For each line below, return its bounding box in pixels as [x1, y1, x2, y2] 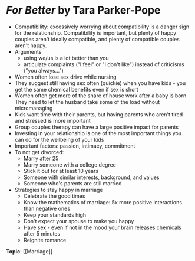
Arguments [14, 48, 42, 55]
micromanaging [14, 105, 53, 112]
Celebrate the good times [23, 193, 85, 200]
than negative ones [23, 205, 71, 212]
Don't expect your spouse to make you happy [23, 217, 134, 224]
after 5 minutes [23, 230, 61, 237]
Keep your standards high [23, 211, 87, 218]
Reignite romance [23, 236, 67, 243]
